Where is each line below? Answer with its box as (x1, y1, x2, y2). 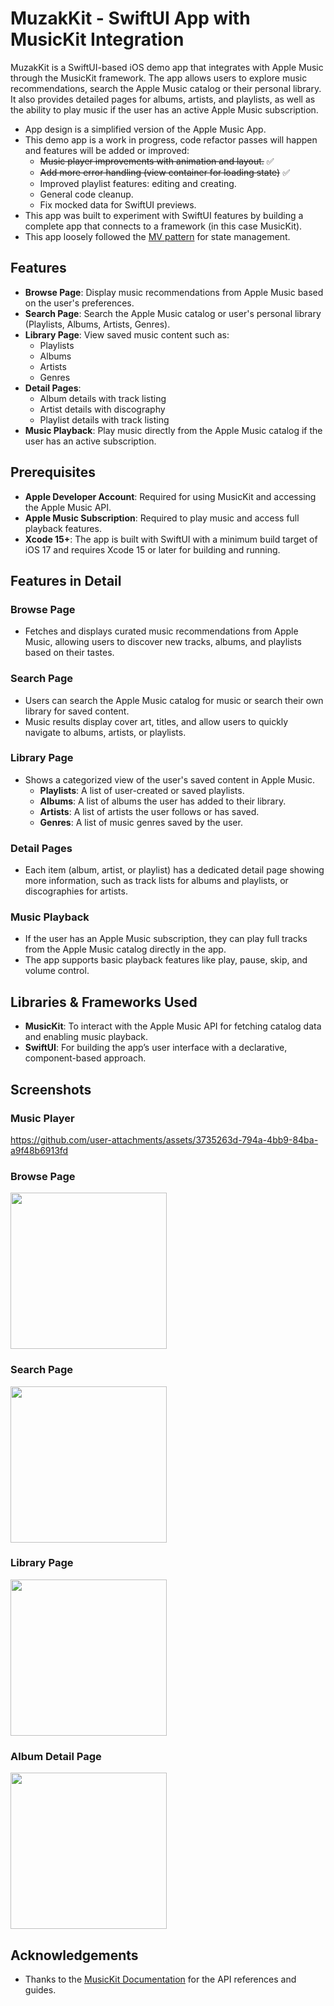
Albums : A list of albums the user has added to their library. (39, 795, 287, 807)
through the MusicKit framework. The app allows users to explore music (10, 72, 308, 84)
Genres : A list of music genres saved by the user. (39, 816, 243, 828)
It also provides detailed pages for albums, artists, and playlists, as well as (10, 93, 316, 105)
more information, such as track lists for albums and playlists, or (24, 875, 289, 887)
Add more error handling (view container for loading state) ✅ (39, 166, 291, 178)
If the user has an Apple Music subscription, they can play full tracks (24, 933, 308, 945)
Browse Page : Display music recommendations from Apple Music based (24, 286, 324, 298)
